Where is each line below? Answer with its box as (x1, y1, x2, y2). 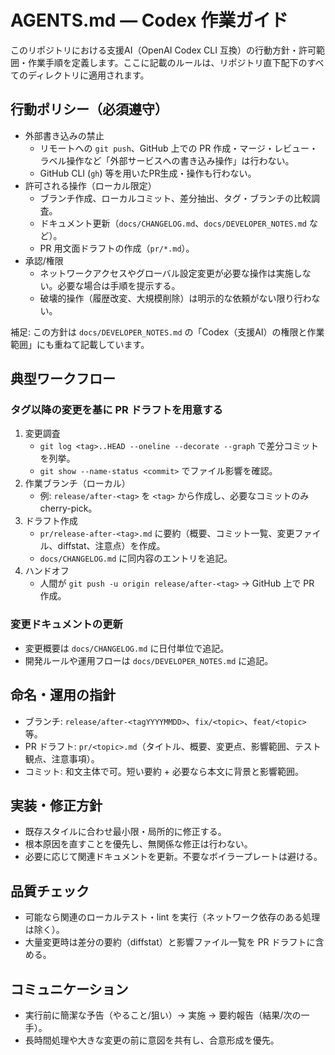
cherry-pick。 (39, 502, 98, 515)
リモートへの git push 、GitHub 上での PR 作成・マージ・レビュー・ (39, 142, 318, 154)
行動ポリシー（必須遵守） (10, 101, 168, 118)
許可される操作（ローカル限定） (24, 179, 157, 191)
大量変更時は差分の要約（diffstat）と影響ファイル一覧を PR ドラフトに (24, 936, 316, 948)
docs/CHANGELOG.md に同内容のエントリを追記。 (39, 552, 233, 565)
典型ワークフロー (10, 371, 116, 388)
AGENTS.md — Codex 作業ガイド (10, 9, 289, 32)
